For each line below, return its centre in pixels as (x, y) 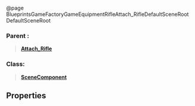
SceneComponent (44, 77)
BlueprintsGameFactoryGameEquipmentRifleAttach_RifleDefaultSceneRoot (97, 14)
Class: (15, 64)
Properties (26, 96)
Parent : (18, 36)
